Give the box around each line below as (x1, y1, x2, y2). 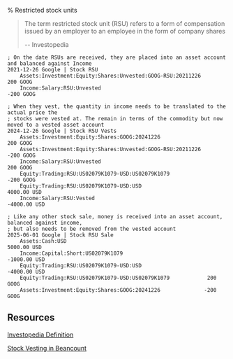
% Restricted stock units (7, 6, 78, 14)
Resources (7, 311, 55, 324)
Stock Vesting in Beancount (7, 344, 87, 352)
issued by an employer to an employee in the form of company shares (24, 27, 225, 35)
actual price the (7, 109, 58, 116)
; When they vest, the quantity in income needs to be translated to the (7, 103, 227, 110)
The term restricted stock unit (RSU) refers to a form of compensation (24, 20, 225, 27)
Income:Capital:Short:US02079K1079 (20, 250, 123, 257)
